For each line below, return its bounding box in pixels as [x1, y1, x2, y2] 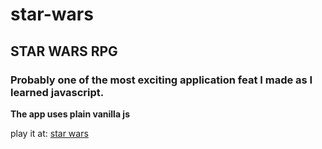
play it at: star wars [10, 127, 89, 139]
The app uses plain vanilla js [10, 108, 130, 120]
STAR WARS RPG [10, 43, 118, 60]
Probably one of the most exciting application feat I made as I [10, 73, 313, 87]
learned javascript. [10, 85, 105, 99]
